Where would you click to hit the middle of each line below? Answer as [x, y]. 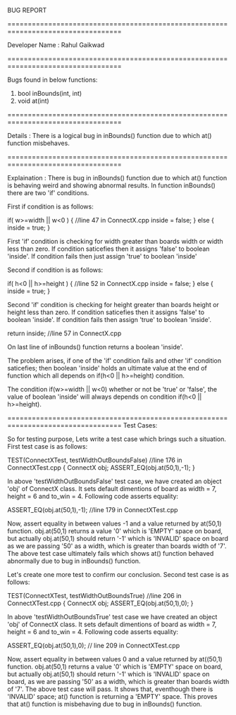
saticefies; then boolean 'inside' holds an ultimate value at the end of [107, 368]
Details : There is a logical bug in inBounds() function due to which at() [110, 136]
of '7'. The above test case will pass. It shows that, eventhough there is [110, 689]
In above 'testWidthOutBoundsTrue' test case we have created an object [112, 617]
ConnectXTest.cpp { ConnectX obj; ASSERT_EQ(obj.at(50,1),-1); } [101, 467]
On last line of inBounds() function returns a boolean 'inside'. [95, 347]
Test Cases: [140, 425]
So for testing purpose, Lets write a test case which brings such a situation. [117, 439]
